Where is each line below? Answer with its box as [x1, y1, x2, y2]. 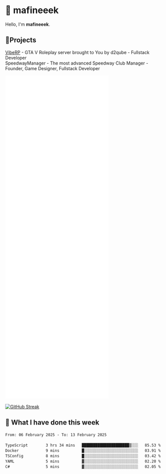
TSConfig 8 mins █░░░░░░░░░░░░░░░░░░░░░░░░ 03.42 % [5, 454, 161, 459]
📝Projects [5, 36, 37, 44]
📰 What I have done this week [5, 418, 100, 427]
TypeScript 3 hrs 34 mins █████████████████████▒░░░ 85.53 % [5, 443, 161, 448]
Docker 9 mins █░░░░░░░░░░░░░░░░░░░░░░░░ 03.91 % [5, 448, 161, 453]
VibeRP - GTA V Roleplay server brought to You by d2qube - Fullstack [5, 49, 150, 55]
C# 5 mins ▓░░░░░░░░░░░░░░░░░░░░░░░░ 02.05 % [5, 464, 161, 469]
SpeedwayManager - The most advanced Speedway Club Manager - [5, 60, 148, 66]
